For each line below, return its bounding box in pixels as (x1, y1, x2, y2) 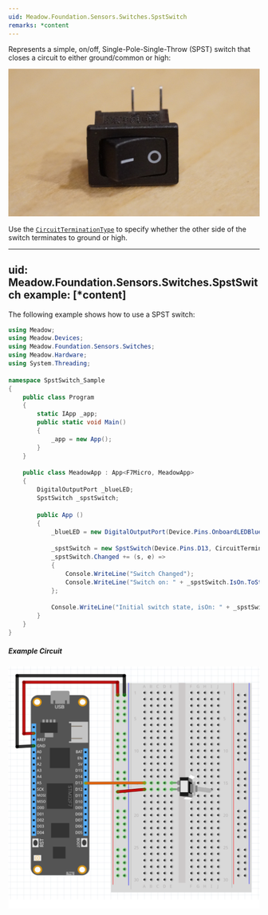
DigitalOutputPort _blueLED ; (37, 486, 134, 494)
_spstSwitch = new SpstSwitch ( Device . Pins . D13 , (50, 545, 213, 553)
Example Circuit (8, 646, 62, 656)
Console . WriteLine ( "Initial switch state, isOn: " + (50, 603, 230, 612)
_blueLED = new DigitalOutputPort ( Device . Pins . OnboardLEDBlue (50, 527, 262, 536)
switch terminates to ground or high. (8, 232, 128, 243)
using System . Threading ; (8, 360, 91, 368)
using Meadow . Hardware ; (8, 351, 88, 359)
